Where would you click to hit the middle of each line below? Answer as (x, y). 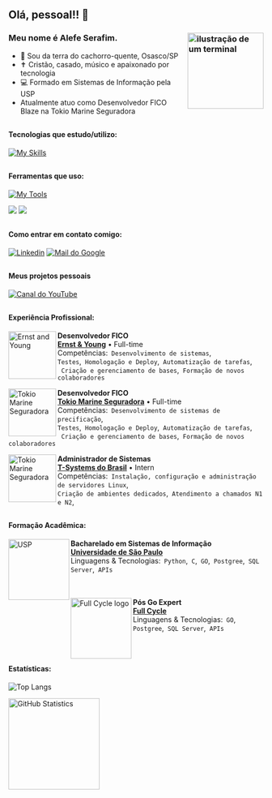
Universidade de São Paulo (117, 551)
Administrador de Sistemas (104, 458)
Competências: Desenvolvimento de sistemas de (139, 410)
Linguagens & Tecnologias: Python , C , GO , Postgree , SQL (165, 560)
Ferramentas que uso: (46, 176)
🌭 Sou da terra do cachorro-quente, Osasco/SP (99, 56)
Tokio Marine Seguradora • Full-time (120, 401)
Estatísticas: (30, 669)
